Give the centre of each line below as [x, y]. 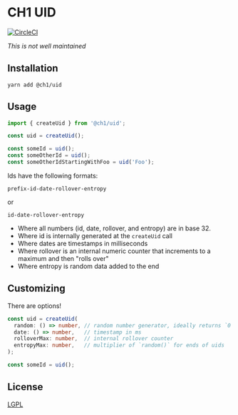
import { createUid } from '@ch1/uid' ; [67, 123]
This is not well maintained [47, 46]
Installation [33, 68]
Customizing [36, 288]
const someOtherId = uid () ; [49, 155]
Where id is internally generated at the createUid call [95, 235]
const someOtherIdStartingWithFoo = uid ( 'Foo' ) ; [81, 162]
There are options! [35, 306]
